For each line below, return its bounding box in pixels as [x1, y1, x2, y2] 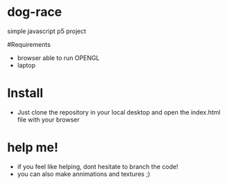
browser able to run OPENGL [17, 53, 100, 62]
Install [7, 86, 44, 101]
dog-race [7, 4, 62, 20]
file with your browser [17, 115, 80, 124]
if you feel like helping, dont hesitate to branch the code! [17, 162, 179, 171]
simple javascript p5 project [7, 27, 87, 35]
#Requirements [7, 40, 51, 48]
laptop [17, 61, 36, 69]
